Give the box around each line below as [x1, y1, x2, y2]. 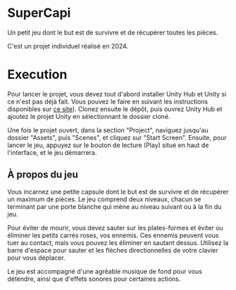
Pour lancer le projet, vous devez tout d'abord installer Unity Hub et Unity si [7, 89, 227, 98]
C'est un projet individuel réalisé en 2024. [7, 42, 129, 50]
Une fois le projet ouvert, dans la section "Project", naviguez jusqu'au [7, 125, 209, 134]
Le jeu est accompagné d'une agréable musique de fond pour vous [7, 267, 203, 275]
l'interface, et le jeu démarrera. [7, 148, 97, 156]
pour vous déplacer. [7, 253, 66, 262]
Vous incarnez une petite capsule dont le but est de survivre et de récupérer [7, 187, 229, 196]
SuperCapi [7, 5, 71, 21]
